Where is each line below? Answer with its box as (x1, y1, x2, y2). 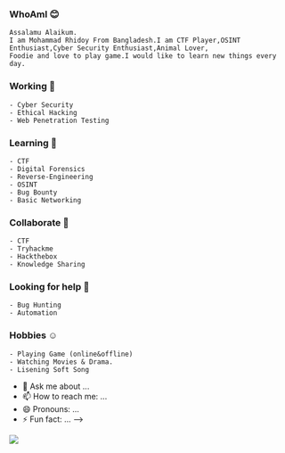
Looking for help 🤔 (9, 281, 90, 293)
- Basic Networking (9, 195, 82, 204)
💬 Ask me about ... (21, 381, 90, 391)
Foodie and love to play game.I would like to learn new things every (9, 52, 277, 61)
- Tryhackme (9, 244, 53, 253)
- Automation (9, 309, 58, 317)
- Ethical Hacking (9, 108, 77, 117)
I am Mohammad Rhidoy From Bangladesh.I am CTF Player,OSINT (9, 36, 241, 45)
